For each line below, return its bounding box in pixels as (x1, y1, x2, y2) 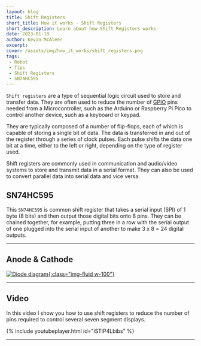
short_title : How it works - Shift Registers (6, 20, 121, 26)
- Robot (8, 59, 28, 65)
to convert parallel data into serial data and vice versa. (6, 173, 141, 180)
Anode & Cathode (6, 254, 74, 264)
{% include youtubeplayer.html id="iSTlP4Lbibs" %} (6, 327, 135, 335)
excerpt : (6, 43, 28, 49)
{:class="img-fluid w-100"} (48, 270, 115, 278)
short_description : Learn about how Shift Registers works (6, 25, 157, 32)
